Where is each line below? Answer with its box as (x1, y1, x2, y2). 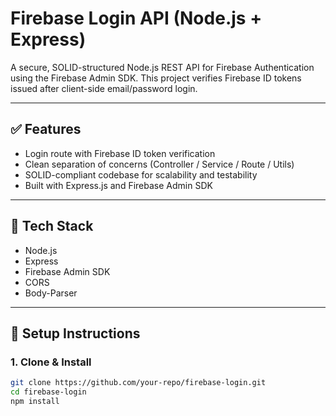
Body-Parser (24, 287, 78, 299)
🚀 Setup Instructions (10, 325, 141, 342)
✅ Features (10, 121, 82, 138)
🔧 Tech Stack (10, 218, 94, 235)
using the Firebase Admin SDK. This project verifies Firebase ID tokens (10, 72, 302, 84)
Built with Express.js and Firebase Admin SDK (24, 179, 213, 191)
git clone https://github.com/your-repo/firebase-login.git (10, 378, 267, 388)
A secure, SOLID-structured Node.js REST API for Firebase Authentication (10, 61, 315, 73)
